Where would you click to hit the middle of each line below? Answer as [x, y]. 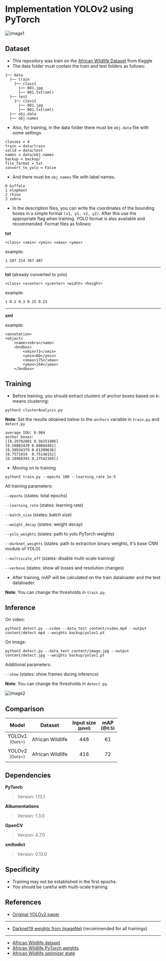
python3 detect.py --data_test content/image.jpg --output [67, 651]
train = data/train [25, 146]
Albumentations [22, 806]
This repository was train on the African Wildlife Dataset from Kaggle [82, 61]
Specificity [22, 870]
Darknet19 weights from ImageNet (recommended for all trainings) [80, 928]
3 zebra [13, 199]
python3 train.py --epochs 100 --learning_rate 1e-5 [61, 477]
